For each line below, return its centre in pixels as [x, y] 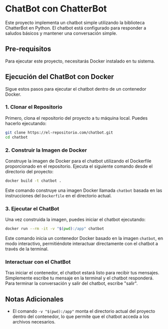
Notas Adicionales [34, 299]
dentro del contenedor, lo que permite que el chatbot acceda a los [81, 316]
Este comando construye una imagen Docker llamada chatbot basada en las [84, 190]
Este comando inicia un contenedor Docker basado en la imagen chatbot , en [84, 238]
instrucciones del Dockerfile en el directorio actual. [58, 195]
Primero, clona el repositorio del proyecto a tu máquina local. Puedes [76, 118]
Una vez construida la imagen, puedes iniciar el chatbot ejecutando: [75, 220]
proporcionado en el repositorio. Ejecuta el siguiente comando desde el [79, 166]
